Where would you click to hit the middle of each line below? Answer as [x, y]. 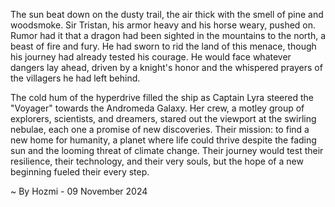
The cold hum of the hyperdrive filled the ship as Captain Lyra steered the [162, 97]
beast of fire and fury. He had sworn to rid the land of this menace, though [163, 46]
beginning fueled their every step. [80, 172]
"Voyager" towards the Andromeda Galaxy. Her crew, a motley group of [157, 108]
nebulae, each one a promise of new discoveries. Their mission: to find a [160, 129]
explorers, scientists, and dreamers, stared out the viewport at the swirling [163, 118]
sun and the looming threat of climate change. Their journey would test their [167, 150]
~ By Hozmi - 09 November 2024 [79, 191]
